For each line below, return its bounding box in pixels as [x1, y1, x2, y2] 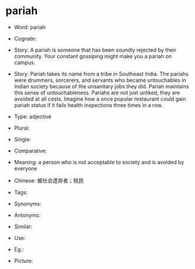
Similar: [14, 222, 33, 230]
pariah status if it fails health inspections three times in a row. [14, 101, 163, 108]
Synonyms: [14, 200, 42, 207]
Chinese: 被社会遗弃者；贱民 [14, 177, 84, 184]
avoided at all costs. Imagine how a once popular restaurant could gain [14, 95, 186, 102]
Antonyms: [14, 211, 41, 218]
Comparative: [14, 147, 48, 154]
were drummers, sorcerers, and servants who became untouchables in [14, 77, 187, 84]
